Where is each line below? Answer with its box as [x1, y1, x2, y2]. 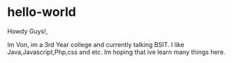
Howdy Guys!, [7, 27, 48, 35]
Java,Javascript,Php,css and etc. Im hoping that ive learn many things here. [7, 48, 226, 56]
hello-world [7, 4, 77, 20]
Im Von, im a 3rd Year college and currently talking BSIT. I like [7, 40, 184, 48]
